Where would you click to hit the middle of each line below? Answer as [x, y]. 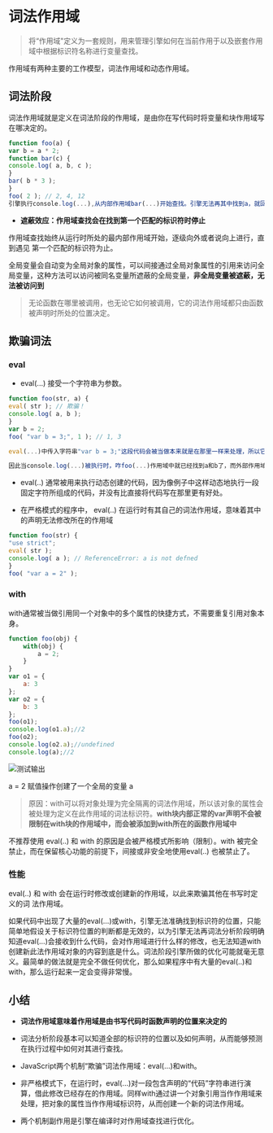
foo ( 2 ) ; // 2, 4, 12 [47, 196]
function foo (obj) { [43, 639]
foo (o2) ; [23, 737]
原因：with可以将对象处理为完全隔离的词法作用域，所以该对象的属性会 [146, 803]
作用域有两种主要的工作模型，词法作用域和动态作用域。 [101, 68]
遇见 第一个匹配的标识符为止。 [66, 247]
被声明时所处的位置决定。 [71, 313]
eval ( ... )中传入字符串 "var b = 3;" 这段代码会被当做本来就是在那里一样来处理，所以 [134, 451]
